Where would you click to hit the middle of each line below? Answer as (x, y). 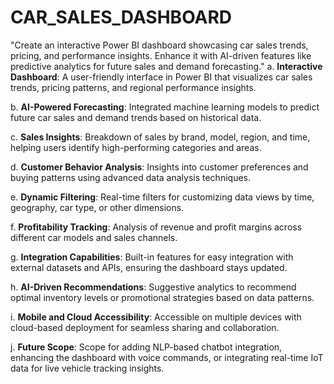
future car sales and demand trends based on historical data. (136, 117)
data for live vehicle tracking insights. (87, 368)
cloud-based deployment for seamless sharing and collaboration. (145, 327)
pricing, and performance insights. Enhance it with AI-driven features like (161, 55)
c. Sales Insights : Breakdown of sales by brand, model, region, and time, (160, 137)
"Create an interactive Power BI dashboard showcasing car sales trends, (159, 45)
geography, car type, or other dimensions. (97, 207)
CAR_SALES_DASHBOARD (121, 17)
